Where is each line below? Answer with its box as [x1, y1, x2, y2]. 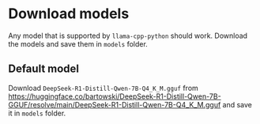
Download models [8, 5, 130, 23]
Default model [8, 62, 80, 76]
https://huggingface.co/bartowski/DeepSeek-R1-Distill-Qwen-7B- [8, 92, 221, 101]
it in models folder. [8, 108, 66, 118]
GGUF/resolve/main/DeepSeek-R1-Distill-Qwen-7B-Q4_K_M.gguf [8, 100, 221, 109]
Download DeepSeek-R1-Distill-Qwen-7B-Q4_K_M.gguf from [8, 83, 199, 92]
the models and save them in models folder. [8, 39, 148, 48]
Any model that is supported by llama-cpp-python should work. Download [8, 31, 247, 40]
